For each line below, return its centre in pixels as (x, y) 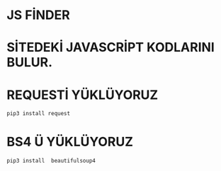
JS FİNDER (38, 15)
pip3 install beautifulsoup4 (51, 161)
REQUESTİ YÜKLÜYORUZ (83, 95)
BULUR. (30, 63)
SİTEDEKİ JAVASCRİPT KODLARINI (111, 48)
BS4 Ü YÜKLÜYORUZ (70, 142)
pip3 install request (39, 114)
